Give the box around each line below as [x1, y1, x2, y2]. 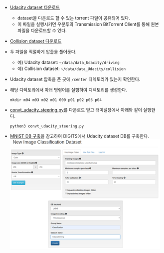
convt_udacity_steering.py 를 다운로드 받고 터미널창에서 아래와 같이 [9, 107, 142, 112]
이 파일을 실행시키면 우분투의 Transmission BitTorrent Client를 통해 [17, 21, 150, 27]
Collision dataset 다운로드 [9, 38, 62, 44]
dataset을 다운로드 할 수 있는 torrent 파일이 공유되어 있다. [17, 15, 131, 21]
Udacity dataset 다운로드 [9, 4, 60, 10]
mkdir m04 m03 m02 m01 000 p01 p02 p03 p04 [9, 97, 102, 102]
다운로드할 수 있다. [30, 27, 67, 33]
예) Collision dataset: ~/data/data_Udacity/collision [17, 65, 126, 71]
